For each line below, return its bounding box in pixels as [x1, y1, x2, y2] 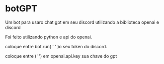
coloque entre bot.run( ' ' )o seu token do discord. [5, 43, 108, 49]
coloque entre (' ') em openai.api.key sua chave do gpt [5, 53, 117, 59]
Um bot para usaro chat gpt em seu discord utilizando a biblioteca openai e [5, 19, 159, 25]
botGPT [5, 3, 37, 14]
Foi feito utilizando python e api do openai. [5, 34, 92, 40]
